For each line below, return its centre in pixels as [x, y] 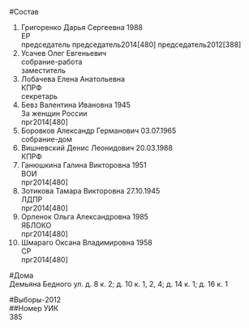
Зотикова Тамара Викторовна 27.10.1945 [90, 191]
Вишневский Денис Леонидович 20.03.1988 [97, 148]
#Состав [24, 12]
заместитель [43, 70]
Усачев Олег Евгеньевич [64, 53]
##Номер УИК [34, 308]
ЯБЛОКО [36, 225]
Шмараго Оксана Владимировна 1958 [86, 243]
